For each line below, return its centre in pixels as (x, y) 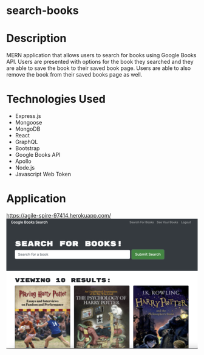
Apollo (23, 161)
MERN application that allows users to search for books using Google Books (101, 55)
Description (36, 39)
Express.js (28, 116)
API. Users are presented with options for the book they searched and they (100, 62)
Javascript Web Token (43, 174)
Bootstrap (27, 148)
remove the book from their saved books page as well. (74, 75)
